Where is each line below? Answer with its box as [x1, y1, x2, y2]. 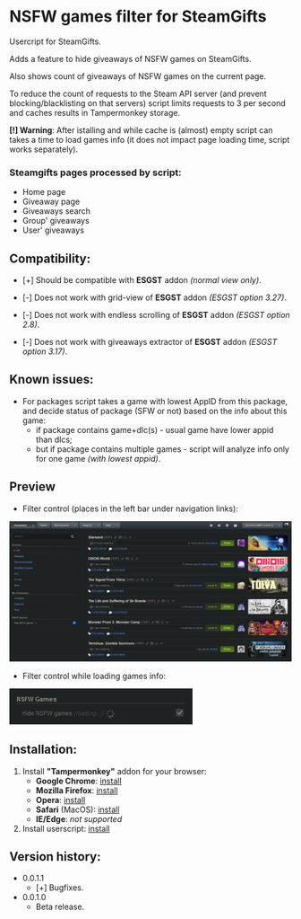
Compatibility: [9, 251, 91, 266]
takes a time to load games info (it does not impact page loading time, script [9, 134, 290, 145]
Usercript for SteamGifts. [9, 36, 101, 47]
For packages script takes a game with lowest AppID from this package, [21, 395, 288, 406]
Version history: [9, 849, 101, 864]
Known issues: [9, 372, 94, 387]
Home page [21, 187, 66, 198]
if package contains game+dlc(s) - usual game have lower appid [35, 424, 274, 435]
